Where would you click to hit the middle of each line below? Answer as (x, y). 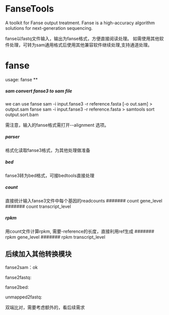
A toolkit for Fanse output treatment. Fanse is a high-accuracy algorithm (80, 23)
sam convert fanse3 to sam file (39, 91)
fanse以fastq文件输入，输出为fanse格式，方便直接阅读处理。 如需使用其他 (82, 38)
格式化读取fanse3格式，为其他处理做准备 (48, 150)
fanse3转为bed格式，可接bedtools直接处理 (50, 175)
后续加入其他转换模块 (38, 254)
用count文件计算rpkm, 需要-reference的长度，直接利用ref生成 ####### (80, 231)
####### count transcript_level (38, 206)
